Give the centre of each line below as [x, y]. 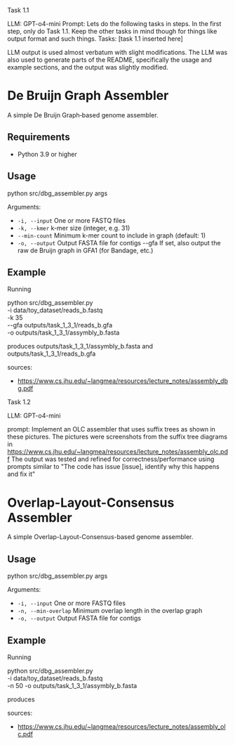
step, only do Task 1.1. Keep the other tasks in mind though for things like [112, 31]
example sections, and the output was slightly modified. [88, 67]
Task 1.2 [19, 402]
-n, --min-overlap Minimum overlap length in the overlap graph [110, 611]
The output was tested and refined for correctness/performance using [113, 459]
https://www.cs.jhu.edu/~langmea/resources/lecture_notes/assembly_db [122, 381]
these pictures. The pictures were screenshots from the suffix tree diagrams [117, 437]
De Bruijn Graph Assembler [88, 96]
